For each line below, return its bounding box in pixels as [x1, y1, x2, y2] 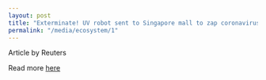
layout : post [8, 11, 51, 20]
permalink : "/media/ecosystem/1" [8, 26, 119, 34]
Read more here [8, 63, 61, 73]
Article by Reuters [8, 48, 67, 58]
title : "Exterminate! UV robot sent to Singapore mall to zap [8, 19, 218, 27]
